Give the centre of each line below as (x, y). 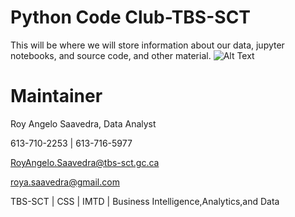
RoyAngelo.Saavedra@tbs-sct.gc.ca (85, 162)
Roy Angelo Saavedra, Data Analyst (83, 123)
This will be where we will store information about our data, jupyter (147, 45)
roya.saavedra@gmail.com (65, 182)
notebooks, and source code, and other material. (111, 55)
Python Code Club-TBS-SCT (131, 17)
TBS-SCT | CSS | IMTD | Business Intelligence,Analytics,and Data (145, 201)
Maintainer (56, 96)
